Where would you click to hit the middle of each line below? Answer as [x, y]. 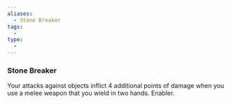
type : [15, 40]
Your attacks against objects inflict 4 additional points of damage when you [116, 86]
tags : [15, 27]
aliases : [20, 14]
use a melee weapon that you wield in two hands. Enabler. [91, 93]
